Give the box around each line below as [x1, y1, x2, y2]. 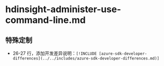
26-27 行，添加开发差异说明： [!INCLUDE [12, 50, 97, 56]
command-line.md [5, 14, 86, 26]
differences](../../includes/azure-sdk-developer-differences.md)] [12, 56, 159, 61]
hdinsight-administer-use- [5, 4, 122, 15]
